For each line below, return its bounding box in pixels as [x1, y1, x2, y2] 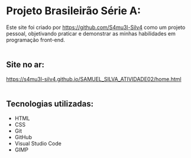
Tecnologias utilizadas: [6, 99, 93, 109]
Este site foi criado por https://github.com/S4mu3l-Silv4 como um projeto [6, 24, 186, 31]
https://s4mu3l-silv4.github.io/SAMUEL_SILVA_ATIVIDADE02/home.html [6, 75, 182, 82]
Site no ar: [6, 60, 45, 70]
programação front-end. [6, 36, 65, 43]
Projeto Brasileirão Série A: [6, 4, 141, 18]
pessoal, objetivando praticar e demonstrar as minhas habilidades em [6, 30, 176, 37]
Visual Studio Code [14, 140, 62, 147]
